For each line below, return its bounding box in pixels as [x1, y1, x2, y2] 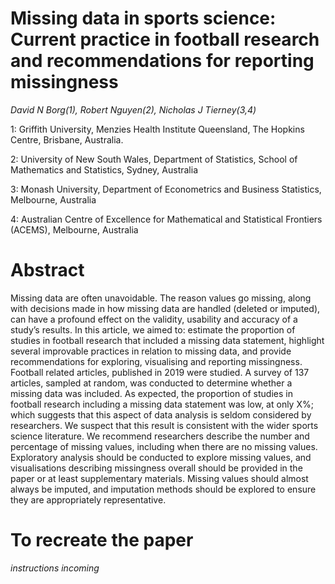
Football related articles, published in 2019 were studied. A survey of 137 [10, 366, 310, 378]
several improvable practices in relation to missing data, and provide [10, 345, 292, 357]
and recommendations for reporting [10, 50, 315, 72]
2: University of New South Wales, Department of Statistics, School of [10, 153, 298, 165]
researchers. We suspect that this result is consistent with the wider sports [10, 419, 319, 431]
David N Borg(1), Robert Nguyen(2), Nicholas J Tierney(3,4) [10, 103, 257, 116]
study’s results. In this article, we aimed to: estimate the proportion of [10, 323, 296, 336]
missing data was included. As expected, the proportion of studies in [10, 387, 293, 399]
